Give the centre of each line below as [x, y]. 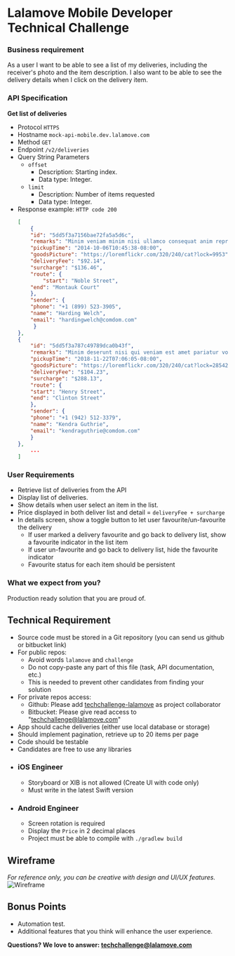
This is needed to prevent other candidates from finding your [116, 682]
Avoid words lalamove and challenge [81, 659]
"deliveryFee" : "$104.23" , [70, 372]
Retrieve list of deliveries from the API [72, 490]
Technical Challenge [68, 28]
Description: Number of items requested [96, 194]
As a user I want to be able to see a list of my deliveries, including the [107, 65]
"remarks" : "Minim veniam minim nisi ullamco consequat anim [121, 241]
